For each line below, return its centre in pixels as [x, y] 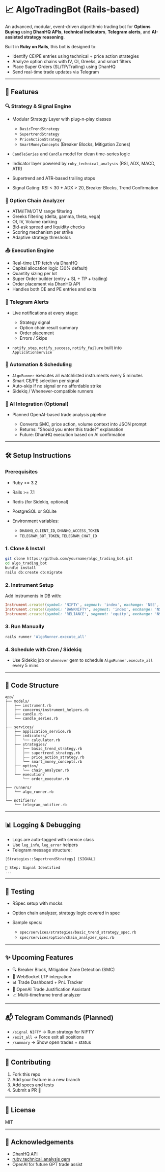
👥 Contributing [28, 1062]
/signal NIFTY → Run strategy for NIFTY [53, 1032]
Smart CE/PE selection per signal [46, 381]
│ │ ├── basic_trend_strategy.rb [44, 748]
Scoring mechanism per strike [42, 232]
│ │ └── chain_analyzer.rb [37, 770]
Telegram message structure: [42, 850]
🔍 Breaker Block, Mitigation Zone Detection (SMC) [64, 970]
